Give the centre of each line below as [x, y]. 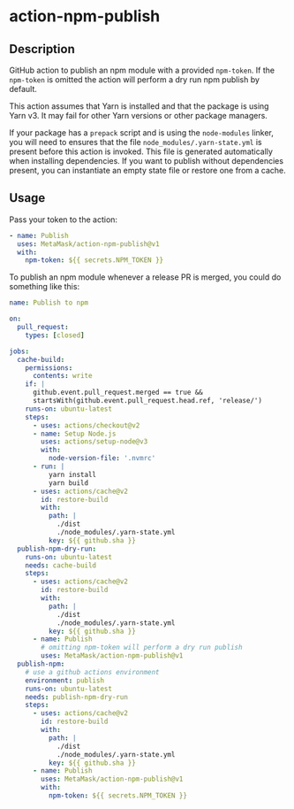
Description [42, 49]
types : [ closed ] [55, 335]
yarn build [68, 483]
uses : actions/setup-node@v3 [94, 442]
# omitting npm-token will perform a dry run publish [142, 648]
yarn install [72, 474]
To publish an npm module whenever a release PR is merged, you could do [145, 277]
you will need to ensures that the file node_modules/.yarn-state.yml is [136, 142]
